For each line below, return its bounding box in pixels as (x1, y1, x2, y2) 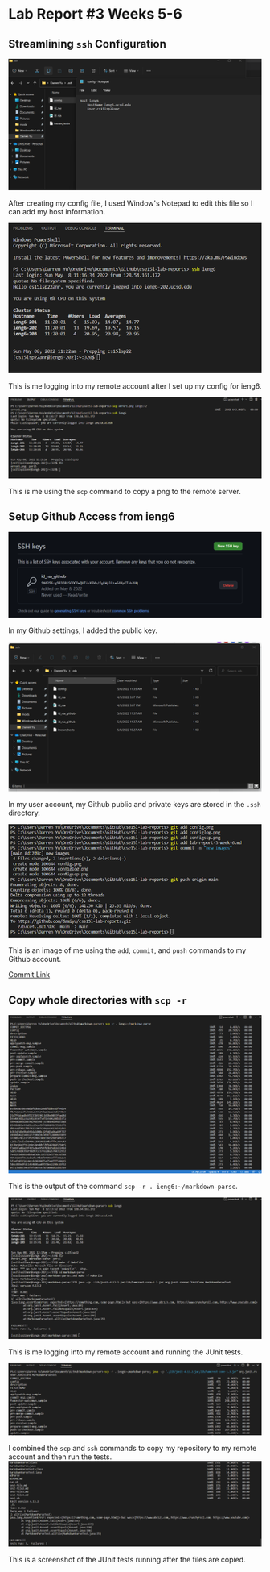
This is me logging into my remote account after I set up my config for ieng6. (8, 381, 262, 391)
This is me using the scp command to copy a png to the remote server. (8, 486, 241, 496)
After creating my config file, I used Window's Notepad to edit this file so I (8, 198, 253, 208)
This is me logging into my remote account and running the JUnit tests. (8, 1347, 243, 1357)
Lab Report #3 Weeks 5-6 (8, 5, 182, 23)
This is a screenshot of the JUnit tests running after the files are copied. (8, 1555, 247, 1565)
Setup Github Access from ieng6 (8, 509, 175, 524)
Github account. (8, 954, 62, 964)
